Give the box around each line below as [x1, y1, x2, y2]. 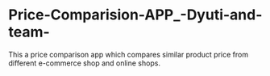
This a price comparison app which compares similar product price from [8, 49, 248, 59]
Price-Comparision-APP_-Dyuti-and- [8, 6, 263, 24]
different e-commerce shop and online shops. [8, 58, 161, 68]
